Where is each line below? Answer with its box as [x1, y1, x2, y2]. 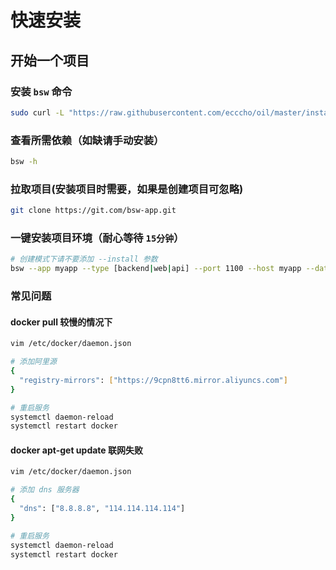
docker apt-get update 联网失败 [10, 444, 143, 456]
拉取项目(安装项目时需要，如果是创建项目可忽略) [10, 182, 244, 196]
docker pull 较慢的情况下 [10, 316, 113, 328]
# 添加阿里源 [10, 357, 57, 367]
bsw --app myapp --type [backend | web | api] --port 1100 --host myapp [10, 264, 302, 274]
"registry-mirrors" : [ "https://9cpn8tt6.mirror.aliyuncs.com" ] [19, 375, 288, 385]
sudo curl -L [10, 107, 65, 118]
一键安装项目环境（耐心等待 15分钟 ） [10, 231, 185, 245]
